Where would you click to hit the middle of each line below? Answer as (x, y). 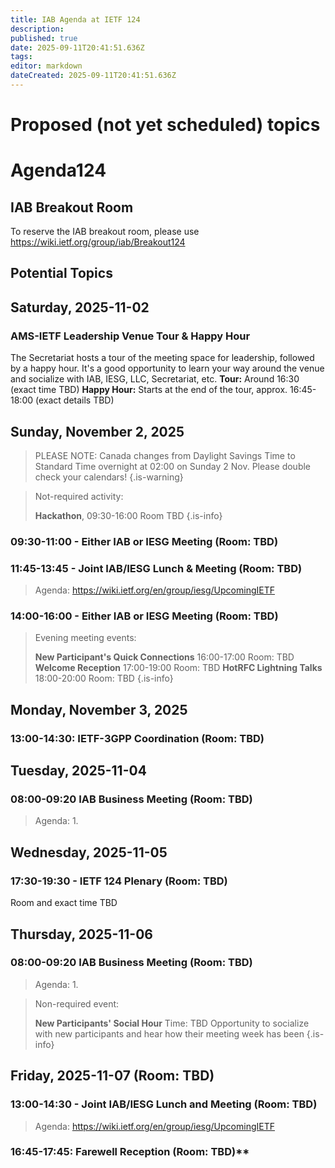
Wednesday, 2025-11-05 (89, 852)
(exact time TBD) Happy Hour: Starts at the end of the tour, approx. (149, 390)
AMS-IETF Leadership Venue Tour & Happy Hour (130, 336)
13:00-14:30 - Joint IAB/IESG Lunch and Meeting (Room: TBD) (164, 1104)
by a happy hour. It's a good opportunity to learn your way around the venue (167, 368)
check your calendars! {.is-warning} (109, 477)
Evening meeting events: (85, 638)
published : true (44, 38)
